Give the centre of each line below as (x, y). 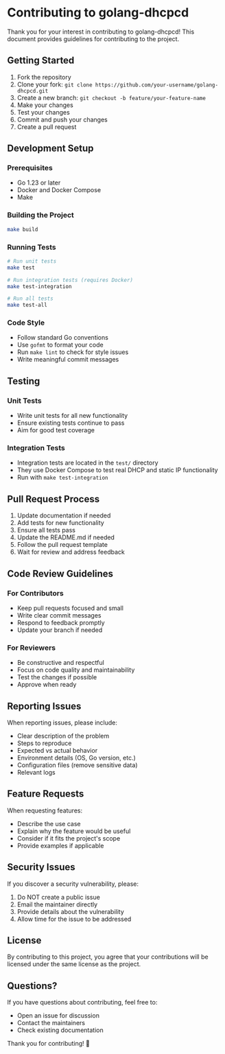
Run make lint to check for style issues (73, 352)
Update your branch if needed (60, 630)
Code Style (26, 323)
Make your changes (45, 105)
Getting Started (41, 61)
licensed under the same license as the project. (74, 964)
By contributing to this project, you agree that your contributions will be (108, 957)
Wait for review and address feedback (71, 552)
